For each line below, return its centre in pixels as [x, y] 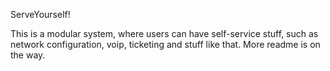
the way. [28, 55]
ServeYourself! [40, 14]
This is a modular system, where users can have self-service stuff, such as [164, 33]
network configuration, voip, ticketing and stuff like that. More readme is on [165, 44]
